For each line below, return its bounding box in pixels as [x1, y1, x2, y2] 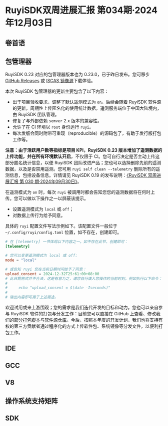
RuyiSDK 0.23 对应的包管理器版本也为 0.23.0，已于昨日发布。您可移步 [5, 71, 150, 78]
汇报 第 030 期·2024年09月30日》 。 [9, 178, 82, 184]
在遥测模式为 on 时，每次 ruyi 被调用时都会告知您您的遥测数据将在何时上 [5, 189, 155, 195]
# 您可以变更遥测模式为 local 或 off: [5, 253, 78, 258]
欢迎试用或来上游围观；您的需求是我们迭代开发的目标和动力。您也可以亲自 [5, 304, 158, 311]
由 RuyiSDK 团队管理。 [12, 111, 59, 118]
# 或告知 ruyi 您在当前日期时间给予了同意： [5, 267, 86, 272]
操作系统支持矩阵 [5, 396, 58, 405]
